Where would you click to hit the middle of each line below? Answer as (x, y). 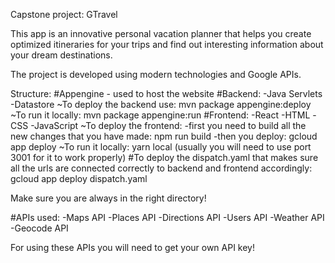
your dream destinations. (61, 55)
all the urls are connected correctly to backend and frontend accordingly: (161, 168)
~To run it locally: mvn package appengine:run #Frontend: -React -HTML (160, 115)
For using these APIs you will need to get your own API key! (133, 247)
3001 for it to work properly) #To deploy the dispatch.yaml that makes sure (164, 157)
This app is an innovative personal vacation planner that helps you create (161, 33)
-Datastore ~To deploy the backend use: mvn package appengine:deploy (161, 104)
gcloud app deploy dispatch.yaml (79, 178)
